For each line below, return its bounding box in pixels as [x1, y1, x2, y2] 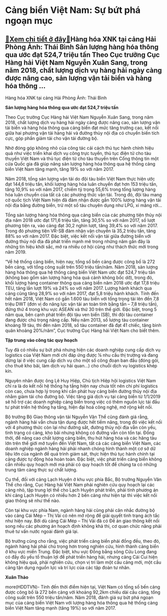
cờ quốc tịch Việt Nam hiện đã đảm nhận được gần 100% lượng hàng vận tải [5, 197, 161, 203]
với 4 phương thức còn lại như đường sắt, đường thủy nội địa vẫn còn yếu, [5, 425, 157, 430]
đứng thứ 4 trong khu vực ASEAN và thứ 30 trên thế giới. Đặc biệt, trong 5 [5, 307, 157, 312]
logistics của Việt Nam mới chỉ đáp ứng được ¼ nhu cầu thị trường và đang [5, 352, 159, 358]
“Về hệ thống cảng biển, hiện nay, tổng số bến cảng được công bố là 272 [5, 259, 156, 265]
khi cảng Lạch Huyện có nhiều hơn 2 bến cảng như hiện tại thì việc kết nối [5, 492, 158, 498]
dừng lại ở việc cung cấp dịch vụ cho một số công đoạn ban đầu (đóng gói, [5, 357, 160, 363]
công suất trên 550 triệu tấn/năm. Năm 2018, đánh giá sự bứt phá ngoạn [5, 595, 154, 600]
